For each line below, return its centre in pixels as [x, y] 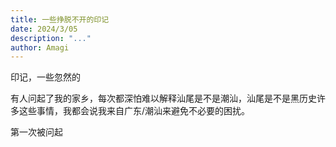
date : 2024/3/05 [44, 29]
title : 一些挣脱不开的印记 [60, 19]
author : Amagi [40, 47]
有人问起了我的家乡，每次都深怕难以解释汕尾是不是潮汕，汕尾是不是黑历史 [163, 98]
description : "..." [51, 38]
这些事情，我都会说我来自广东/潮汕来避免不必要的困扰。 [134, 111]
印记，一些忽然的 [45, 77]
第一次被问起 [36, 132]
